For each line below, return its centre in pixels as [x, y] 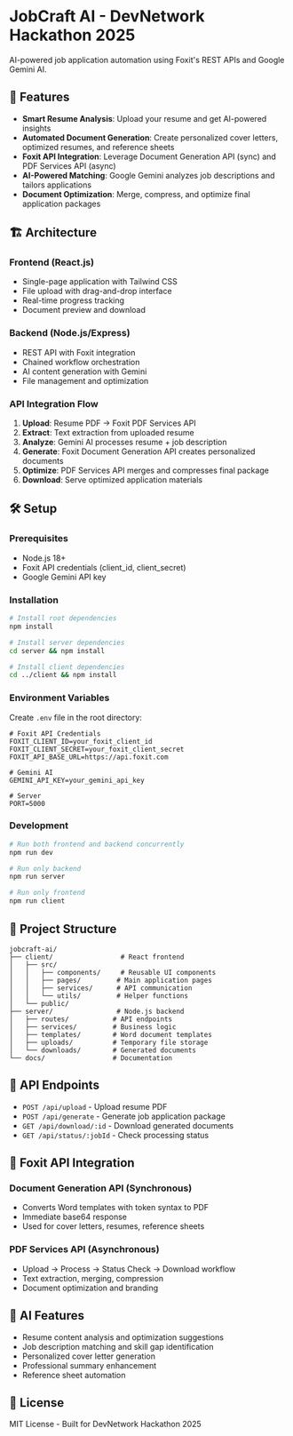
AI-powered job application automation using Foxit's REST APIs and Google [147, 60]
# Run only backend [45, 868]
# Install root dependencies [63, 618]
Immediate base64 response [74, 1217]
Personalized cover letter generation [88, 1356]
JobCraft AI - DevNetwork [107, 16]
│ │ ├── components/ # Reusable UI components [113, 972]
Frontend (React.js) [52, 262]
